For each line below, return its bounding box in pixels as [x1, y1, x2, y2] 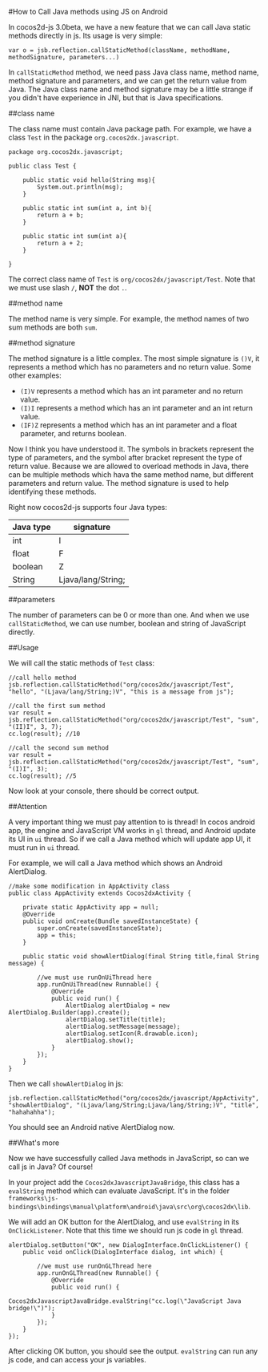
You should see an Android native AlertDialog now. [8, 1123, 175, 1131]
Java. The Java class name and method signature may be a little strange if [8, 84, 254, 94]
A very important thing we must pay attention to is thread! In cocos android [8, 817, 256, 827]
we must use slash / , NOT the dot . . [8, 283, 127, 292]
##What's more [8, 1138, 60, 1147]
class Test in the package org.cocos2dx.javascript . [8, 132, 179, 142]
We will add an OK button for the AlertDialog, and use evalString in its [8, 1217, 240, 1226]
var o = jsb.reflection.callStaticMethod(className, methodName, [8, 47, 230, 55]
